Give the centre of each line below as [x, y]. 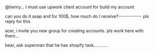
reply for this [18, 21]
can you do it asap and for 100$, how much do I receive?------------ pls [77, 16]
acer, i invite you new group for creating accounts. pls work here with [74, 31]
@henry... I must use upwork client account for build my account [70, 7]
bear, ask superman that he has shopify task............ [57, 45]
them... [12, 36]
